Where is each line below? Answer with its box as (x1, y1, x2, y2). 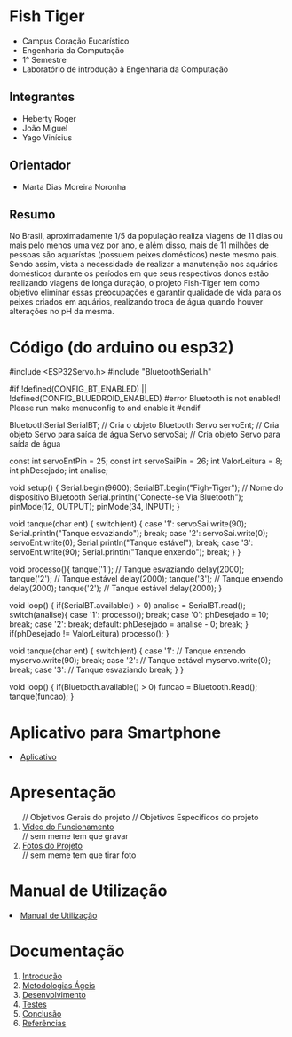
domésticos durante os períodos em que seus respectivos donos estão (9, 268, 269, 279)
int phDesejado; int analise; (9, 465, 108, 476)
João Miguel (21, 123, 68, 133)
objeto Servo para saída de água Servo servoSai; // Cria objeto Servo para (9, 429, 281, 440)
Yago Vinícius (21, 131, 73, 143)
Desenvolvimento (21, 990, 86, 1001)
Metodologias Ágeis (21, 980, 96, 991)
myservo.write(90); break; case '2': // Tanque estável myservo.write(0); (9, 655, 271, 666)
